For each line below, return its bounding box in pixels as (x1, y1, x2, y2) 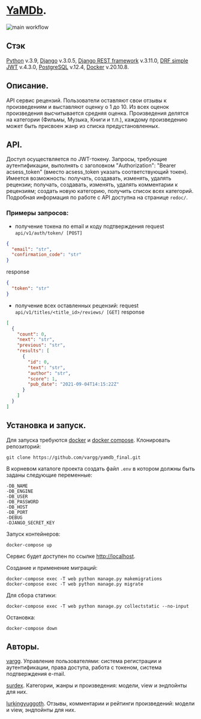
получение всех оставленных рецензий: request (14, 302, 139, 309)
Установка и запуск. (6, 420, 86, 430)
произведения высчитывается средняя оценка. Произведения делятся (6, 109, 189, 117)
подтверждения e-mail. (6, 670, 66, 678)
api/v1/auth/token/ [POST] (14, 230, 83, 236)
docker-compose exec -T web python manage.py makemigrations (6, 575, 163, 582)
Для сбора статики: (6, 592, 57, 599)
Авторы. (6, 641, 40, 652)
